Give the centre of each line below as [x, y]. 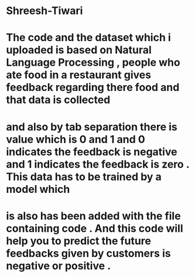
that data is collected [58, 100]
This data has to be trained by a [84, 177]
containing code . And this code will [95, 228]
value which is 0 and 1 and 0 [76, 139]
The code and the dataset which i [88, 38]
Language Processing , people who [93, 62]
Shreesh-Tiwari [45, 11]
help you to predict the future [78, 241]
